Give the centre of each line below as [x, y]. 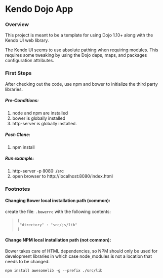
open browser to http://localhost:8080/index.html [62, 176]
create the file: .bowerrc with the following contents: [58, 211]
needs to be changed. [27, 262]
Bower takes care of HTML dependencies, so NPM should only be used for [81, 251]
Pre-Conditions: [22, 101]
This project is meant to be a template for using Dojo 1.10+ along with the [79, 35]
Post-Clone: [18, 135]
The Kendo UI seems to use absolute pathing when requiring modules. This [82, 50]
